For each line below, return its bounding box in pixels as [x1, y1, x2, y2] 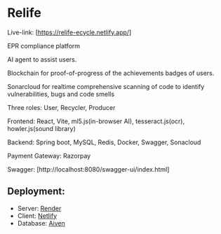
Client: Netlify [17, 212, 58, 220]
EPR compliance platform [7, 41, 81, 50]
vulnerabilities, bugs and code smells [7, 90, 114, 98]
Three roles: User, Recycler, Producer [7, 103, 116, 111]
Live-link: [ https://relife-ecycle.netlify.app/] [7, 28, 132, 36]
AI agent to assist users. [7, 55, 77, 64]
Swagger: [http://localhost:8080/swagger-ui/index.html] [7, 165, 170, 173]
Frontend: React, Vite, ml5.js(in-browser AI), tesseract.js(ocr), [7, 117, 185, 125]
